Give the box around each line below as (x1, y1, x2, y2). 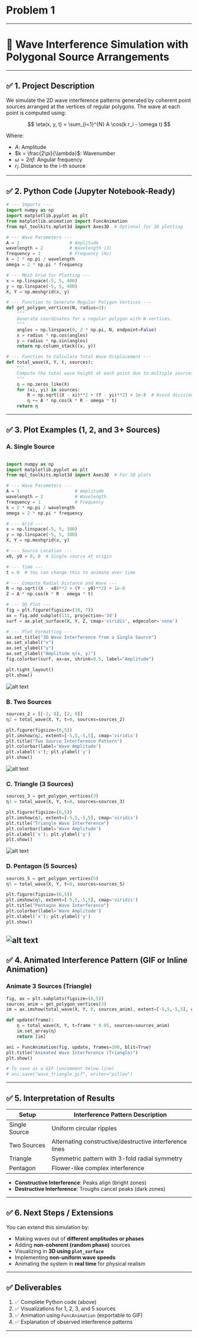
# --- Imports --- (6, 202, 51, 208)
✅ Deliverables (6, 1283, 62, 1293)
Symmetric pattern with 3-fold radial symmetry (51, 1154, 183, 1163)
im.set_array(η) (16, 1028, 57, 1034)
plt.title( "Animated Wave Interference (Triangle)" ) (6, 1049, 138, 1055)
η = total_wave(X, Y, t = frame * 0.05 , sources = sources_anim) (16, 1023, 170, 1029)
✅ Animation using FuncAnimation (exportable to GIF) (14, 1312, 143, 1319)
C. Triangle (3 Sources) (6, 780, 74, 788)
